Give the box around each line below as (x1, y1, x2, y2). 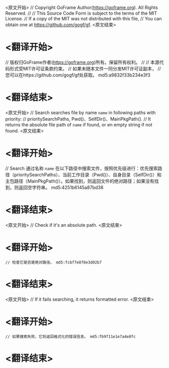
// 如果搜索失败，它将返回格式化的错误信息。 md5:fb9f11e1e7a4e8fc (5, 334, 136, 339)
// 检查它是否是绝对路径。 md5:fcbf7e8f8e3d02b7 (5, 259, 102, 265)
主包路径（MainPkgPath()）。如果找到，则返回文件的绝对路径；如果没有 (5, 178, 154, 184)
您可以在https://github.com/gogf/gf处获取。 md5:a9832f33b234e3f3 (5, 72, 151, 78)
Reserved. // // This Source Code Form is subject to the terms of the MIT (5, 10, 157, 16)
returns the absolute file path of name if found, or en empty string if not (5, 121, 153, 127)
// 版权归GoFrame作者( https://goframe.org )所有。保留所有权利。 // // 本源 (5, 59, 159, 65)
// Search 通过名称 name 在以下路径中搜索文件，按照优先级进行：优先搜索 (5, 165, 158, 171)
